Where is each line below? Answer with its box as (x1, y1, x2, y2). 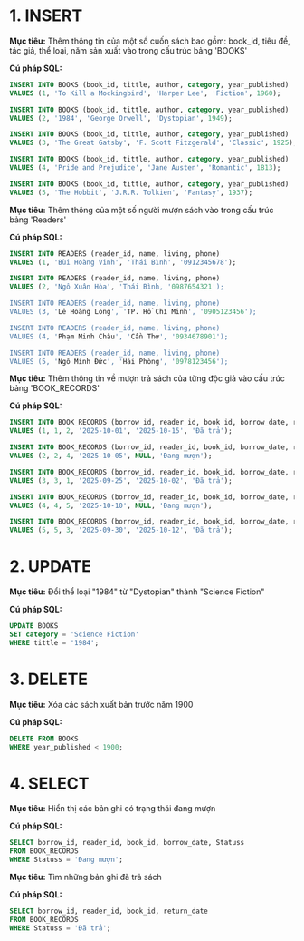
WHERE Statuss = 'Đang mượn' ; (9, 855, 124, 865)
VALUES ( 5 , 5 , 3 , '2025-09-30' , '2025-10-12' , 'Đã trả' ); (9, 525, 233, 535)
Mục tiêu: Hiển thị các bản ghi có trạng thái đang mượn (9, 803, 216, 814)
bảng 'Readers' (9, 214, 67, 225)
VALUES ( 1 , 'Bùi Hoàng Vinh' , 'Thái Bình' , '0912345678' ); (9, 258, 237, 267)
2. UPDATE (9, 556, 92, 577)
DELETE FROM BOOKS (9, 734, 79, 743)
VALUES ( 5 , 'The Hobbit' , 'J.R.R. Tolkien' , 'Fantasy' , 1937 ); (9, 188, 253, 197)
